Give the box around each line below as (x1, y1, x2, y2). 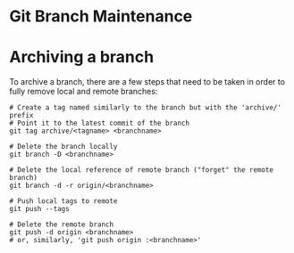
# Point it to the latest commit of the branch (9, 118, 190, 128)
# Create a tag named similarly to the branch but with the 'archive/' (9, 103, 281, 112)
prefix (9, 111, 34, 120)
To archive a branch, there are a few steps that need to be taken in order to (9, 77, 286, 87)
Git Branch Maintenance (9, 6, 193, 27)
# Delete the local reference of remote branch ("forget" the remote (9, 166, 274, 175)
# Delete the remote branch (9, 220, 114, 229)
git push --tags (9, 205, 70, 214)
